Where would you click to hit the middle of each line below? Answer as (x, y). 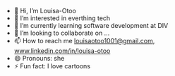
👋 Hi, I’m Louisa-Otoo (45, 11)
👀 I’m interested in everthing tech (62, 18)
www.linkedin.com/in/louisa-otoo (62, 51)
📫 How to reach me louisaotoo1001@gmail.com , (84, 41)
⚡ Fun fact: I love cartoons (52, 66)
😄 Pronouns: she (39, 58)
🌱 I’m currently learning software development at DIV (91, 25)
